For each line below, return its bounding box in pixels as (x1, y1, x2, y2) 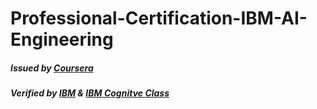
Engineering (10, 28, 114, 51)
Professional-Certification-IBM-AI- (10, 7, 308, 30)
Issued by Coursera (10, 62, 94, 74)
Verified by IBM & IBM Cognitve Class (10, 87, 170, 99)
